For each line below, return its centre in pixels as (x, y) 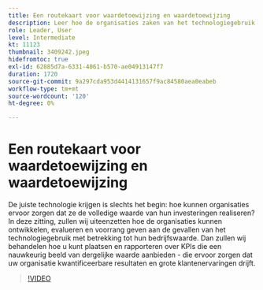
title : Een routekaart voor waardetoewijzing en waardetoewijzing (119, 15)
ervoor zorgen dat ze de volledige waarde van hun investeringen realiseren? (131, 213)
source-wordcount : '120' (49, 96)
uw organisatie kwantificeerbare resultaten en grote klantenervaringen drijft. (132, 263)
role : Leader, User (40, 30)
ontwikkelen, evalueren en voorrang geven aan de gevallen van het (117, 230)
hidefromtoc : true (38, 60)
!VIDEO (39, 279)
